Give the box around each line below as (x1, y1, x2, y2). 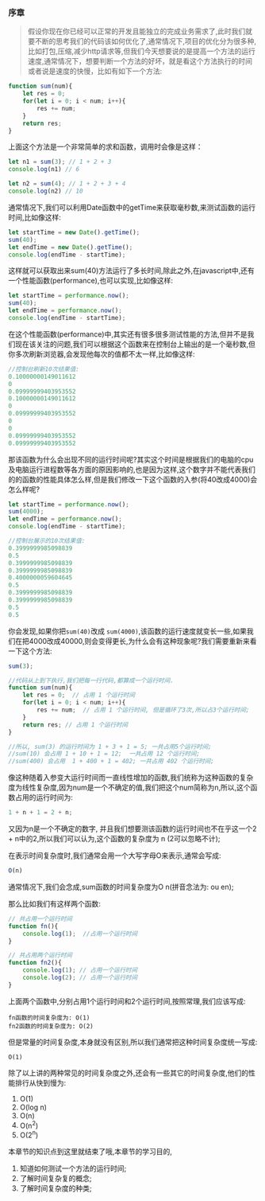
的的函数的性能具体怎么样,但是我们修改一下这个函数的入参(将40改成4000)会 (8, 474, 258, 484)
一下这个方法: (8, 646, 53, 656)
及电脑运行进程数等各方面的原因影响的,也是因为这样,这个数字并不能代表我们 (8, 464, 256, 474)
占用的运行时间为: (14, 793, 74, 802)
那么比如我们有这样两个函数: (8, 899, 102, 908)
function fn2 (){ (8, 959, 62, 967)
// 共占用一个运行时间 (8, 914, 73, 922)
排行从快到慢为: (14, 1078, 67, 1087)
